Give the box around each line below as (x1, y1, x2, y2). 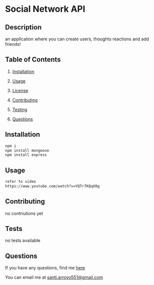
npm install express (5, 152, 48, 158)
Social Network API (5, 3, 86, 15)
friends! (5, 41, 21, 47)
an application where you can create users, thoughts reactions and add (5, 36, 150, 42)
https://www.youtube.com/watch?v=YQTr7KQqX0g (5, 183, 100, 189)
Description (5, 23, 42, 31)
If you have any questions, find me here (5, 265, 85, 271)
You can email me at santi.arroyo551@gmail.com (5, 274, 103, 281)
